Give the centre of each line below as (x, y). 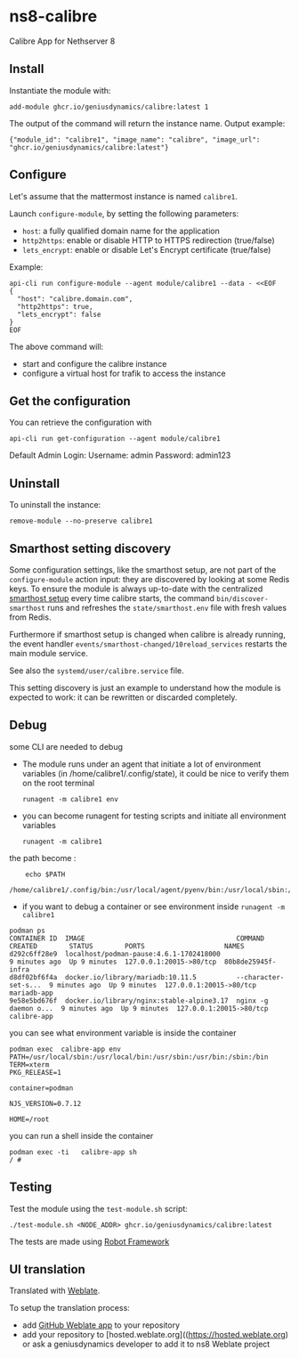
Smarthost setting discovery (90, 548)
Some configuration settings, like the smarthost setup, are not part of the (143, 570)
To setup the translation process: (70, 1308)
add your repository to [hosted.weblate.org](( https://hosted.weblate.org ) (155, 1335)
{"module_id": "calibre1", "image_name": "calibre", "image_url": (135, 140)
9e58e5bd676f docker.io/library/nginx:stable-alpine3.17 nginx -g (139, 1000)
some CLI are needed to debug (66, 746)
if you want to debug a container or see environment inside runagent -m (154, 907)
